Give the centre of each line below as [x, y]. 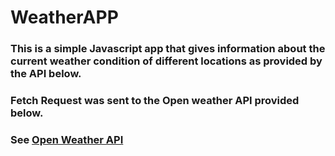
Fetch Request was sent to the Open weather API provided [155, 101]
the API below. [46, 74]
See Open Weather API [67, 139]
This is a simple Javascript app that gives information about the [168, 49]
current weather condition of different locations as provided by [166, 61]
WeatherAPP [64, 17]
